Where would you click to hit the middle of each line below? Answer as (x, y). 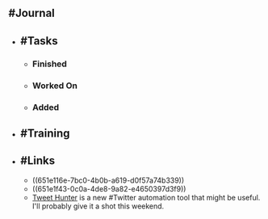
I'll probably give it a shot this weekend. (98, 206)
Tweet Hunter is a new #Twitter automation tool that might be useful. (146, 197)
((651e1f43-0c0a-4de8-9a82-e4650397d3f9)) (109, 188)
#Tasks (39, 41)
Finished (49, 64)
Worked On (55, 86)
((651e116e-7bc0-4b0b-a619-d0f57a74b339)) (108, 180)
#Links (38, 161)
